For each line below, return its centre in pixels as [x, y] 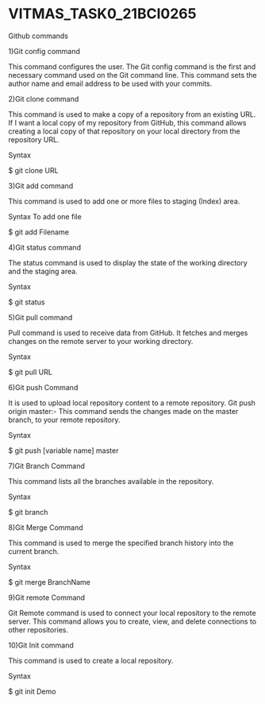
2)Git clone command [44, 99]
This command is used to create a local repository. [91, 660]
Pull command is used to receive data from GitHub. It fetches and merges [128, 333]
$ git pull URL [31, 372]
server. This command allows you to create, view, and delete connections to [132, 621]
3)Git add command [41, 186]
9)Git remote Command [47, 598]
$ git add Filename [39, 232]
